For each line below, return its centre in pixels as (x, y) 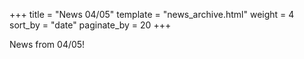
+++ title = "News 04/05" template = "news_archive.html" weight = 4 (152, 14)
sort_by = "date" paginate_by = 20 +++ (90, 25)
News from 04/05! (47, 44)
